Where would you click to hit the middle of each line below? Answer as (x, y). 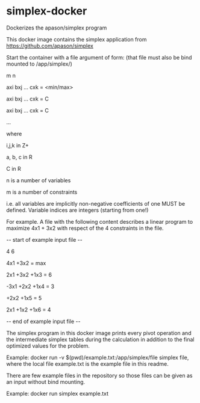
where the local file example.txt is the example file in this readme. (87, 364)
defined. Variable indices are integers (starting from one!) (77, 210)
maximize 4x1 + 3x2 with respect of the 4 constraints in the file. (85, 228)
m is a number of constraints (42, 192)
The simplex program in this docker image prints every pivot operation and (99, 333)
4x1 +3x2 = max (26, 263)
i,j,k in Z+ (17, 145)
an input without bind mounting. (46, 382)
